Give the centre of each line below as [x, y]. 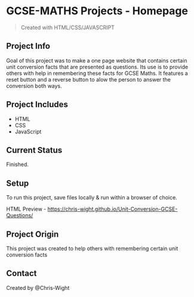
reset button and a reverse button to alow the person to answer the [89, 79]
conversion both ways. [34, 86]
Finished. [17, 164]
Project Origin [33, 234]
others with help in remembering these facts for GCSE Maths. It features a [97, 73]
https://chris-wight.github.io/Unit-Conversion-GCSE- [113, 209]
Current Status [34, 150]
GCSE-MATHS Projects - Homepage [97, 11]
